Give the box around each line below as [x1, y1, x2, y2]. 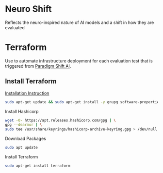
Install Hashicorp [5, 108, 39, 114]
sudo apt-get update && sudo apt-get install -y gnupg [5, 99, 118, 104]
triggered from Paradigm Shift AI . [5, 63, 71, 69]
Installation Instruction [5, 90, 49, 96]
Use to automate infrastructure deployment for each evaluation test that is [5, 58, 153, 64]
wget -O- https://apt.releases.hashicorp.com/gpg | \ [5, 118, 116, 123]
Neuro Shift [5, 3, 52, 15]
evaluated [5, 24, 25, 30]
